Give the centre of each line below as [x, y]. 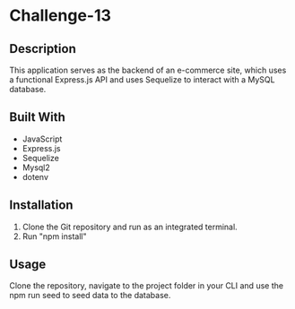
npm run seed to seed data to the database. [90, 296]
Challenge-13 [61, 16]
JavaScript [42, 139]
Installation [41, 206]
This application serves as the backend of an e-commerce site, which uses [148, 70]
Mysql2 [36, 167]
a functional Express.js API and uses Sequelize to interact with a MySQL [142, 80]
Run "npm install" [54, 236]
